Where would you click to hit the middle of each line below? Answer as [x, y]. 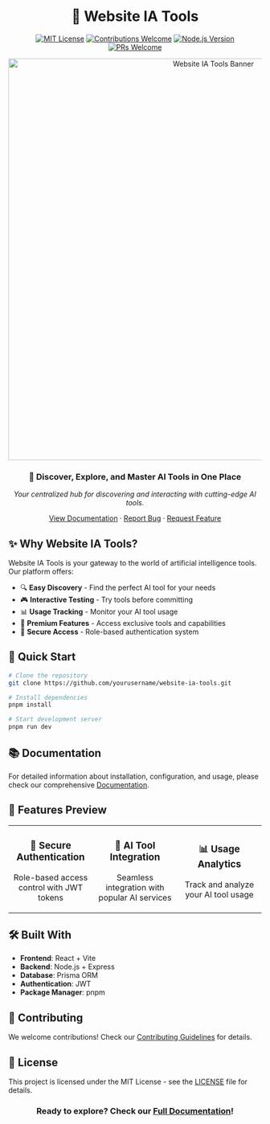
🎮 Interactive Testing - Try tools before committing [106, 600]
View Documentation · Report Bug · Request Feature [135, 518]
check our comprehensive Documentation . [79, 785]
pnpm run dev [30, 727]
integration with [135, 887]
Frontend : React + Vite [58, 958]
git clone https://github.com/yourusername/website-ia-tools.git [120, 683]
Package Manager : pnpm [63, 992]
